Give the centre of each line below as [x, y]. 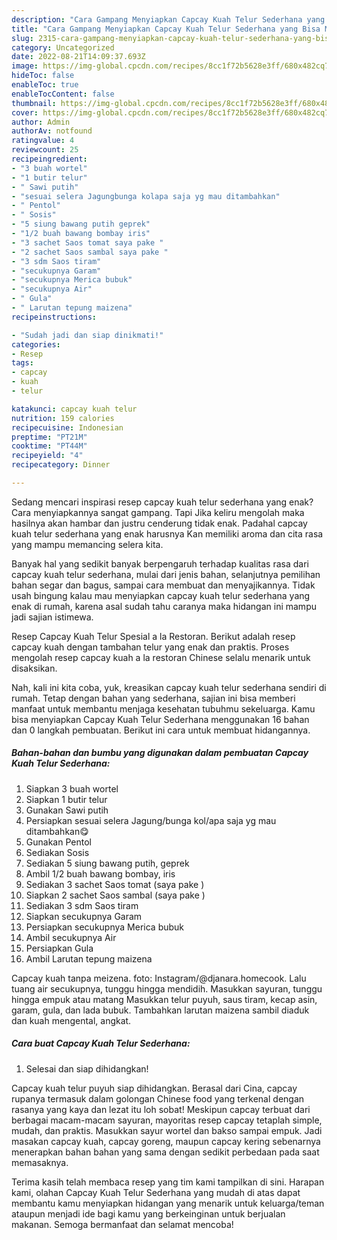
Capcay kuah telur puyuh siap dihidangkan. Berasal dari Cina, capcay [154, 1088]
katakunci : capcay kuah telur [74, 409]
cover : [25, 112]
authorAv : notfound [52, 131]
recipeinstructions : [54, 317]
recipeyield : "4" [47, 456]
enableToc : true [45, 85]
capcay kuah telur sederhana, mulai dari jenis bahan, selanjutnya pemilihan [166, 574]
